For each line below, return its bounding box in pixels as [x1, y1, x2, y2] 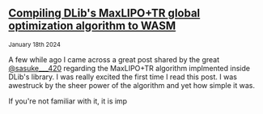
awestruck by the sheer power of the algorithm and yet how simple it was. [8, 80, 255, 90]
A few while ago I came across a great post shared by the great [8, 54, 220, 64]
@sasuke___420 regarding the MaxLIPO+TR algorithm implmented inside [8, 63, 251, 73]
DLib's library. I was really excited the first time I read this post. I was [8, 72, 237, 82]
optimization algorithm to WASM [8, 19, 176, 33]
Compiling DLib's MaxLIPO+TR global [8, 6, 201, 20]
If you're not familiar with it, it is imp [8, 96, 128, 106]
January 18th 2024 [8, 40, 61, 49]
